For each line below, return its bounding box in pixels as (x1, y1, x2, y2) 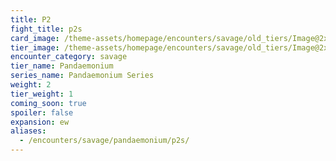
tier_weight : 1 (10, 89, 74, 99)
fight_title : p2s (10, 24, 83, 34)
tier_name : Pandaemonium (10, 61, 114, 71)
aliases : (10, 126, 47, 136)
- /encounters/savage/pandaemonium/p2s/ (19, 136, 190, 146)
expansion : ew (10, 117, 70, 127)
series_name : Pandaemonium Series (10, 71, 155, 81)
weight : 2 (10, 80, 52, 90)
